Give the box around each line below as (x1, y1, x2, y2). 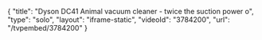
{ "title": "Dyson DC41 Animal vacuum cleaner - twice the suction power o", (7, 7, 254, 16)
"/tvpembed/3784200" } (7, 24, 88, 32)
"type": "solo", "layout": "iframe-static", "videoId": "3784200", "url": (7, 15, 230, 24)
